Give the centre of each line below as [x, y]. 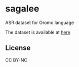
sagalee [22, 9]
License [18, 48]
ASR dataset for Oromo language [40, 22]
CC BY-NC [16, 60]
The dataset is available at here [38, 32]
